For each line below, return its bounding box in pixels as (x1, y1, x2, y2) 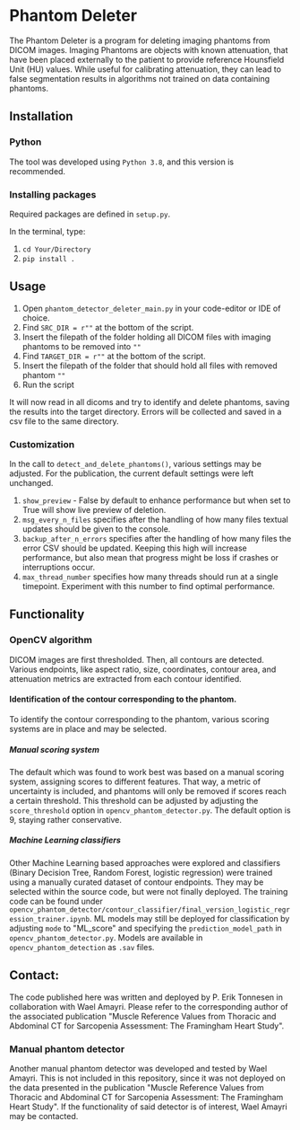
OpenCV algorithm (9, 634, 92, 647)
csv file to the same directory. (9, 415, 119, 427)
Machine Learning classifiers (9, 834, 121, 845)
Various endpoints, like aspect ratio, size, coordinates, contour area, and (9, 664, 277, 675)
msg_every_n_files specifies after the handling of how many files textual (21, 514, 289, 525)
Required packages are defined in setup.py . (9, 208, 171, 219)
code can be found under (9, 896, 103, 906)
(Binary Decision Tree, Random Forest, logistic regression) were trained (9, 867, 273, 878)
